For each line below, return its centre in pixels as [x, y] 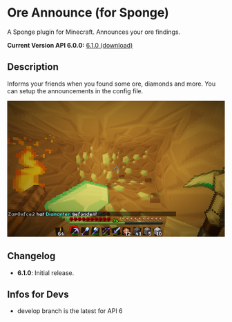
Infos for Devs [38, 294]
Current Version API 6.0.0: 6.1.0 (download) [70, 45]
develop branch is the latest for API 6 [70, 311]
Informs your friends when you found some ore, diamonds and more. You [112, 84]
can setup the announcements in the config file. [75, 91]
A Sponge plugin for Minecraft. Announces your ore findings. [94, 32]
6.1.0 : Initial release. [46, 273]
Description [33, 67]
